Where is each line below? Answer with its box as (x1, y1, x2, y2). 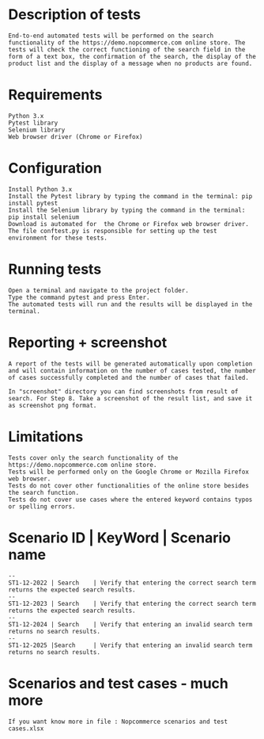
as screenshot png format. (8, 401, 97, 409)
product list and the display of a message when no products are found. (8, 59, 253, 67)
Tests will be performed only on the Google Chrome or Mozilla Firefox (8, 468, 249, 476)
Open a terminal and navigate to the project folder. (8, 286, 190, 294)
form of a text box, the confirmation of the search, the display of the (8, 52, 257, 60)
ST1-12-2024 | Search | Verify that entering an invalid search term (8, 620, 253, 628)
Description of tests (8, 6, 141, 24)
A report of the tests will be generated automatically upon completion (8, 359, 253, 368)
